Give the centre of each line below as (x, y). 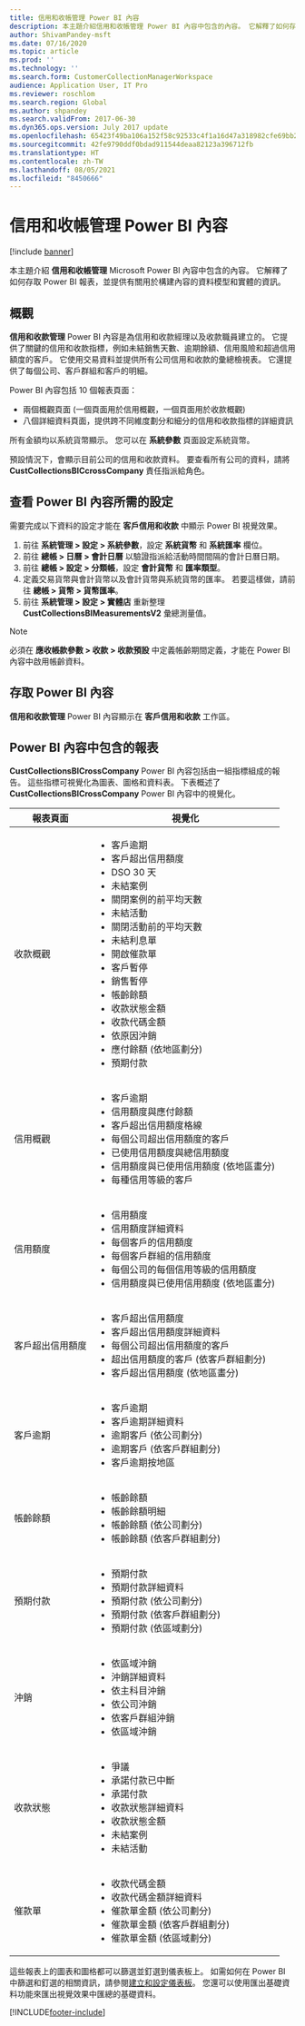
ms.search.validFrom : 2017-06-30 (73, 119)
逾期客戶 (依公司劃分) (157, 1436)
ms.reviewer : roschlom (52, 94)
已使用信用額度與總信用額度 (170, 1152)
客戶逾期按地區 (143, 1463)
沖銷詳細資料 (138, 1677)
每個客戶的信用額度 (152, 1242)
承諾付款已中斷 (143, 1781)
